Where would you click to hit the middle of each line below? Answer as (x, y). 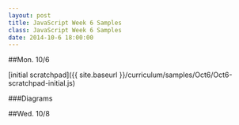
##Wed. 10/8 (29, 114)
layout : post (30, 15)
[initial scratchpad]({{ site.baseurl (63, 75)
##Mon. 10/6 (29, 60)
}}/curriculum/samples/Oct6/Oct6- (176, 75)
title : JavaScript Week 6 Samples (65, 23)
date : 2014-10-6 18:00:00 (51, 37)
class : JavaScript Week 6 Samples (65, 30)
